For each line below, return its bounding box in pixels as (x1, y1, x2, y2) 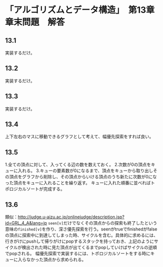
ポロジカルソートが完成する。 (5, 186, 65, 192)
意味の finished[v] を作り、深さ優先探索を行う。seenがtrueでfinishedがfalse (5, 226, 158, 232)
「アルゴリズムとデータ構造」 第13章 (5, 4, 155, 16)
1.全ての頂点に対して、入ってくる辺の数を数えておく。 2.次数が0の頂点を (5, 162, 151, 168)
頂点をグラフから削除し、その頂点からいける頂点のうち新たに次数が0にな (9, 174, 157, 180)
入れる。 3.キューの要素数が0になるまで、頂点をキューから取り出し (18, 168, 153, 173)
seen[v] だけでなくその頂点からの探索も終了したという (48, 220, 157, 226)
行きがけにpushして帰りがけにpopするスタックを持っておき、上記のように (5, 238, 154, 244)
